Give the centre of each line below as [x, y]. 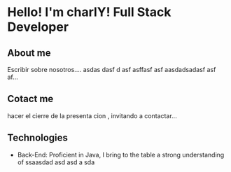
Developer [38, 27]
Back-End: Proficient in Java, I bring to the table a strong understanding [121, 155]
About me [29, 53]
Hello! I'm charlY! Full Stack [89, 12]
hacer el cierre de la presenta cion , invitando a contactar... [92, 115]
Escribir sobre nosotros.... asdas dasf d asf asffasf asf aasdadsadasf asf [112, 70]
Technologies [38, 138]
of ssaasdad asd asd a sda [56, 162]
